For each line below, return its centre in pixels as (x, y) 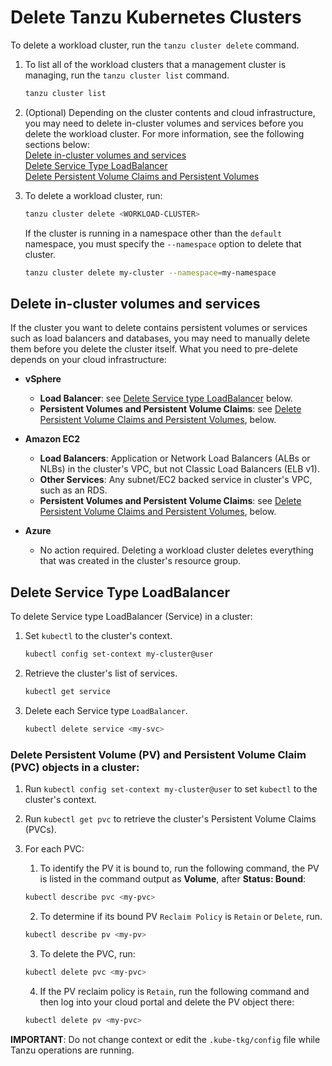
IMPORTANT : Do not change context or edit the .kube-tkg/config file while (165, 1039)
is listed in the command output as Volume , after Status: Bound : (173, 879)
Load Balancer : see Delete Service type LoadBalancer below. (166, 398)
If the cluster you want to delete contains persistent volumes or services (159, 328)
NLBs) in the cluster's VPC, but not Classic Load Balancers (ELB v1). (179, 469)
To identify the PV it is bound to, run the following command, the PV (179, 868)
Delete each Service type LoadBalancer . (106, 710)
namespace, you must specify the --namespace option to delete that (163, 243)
